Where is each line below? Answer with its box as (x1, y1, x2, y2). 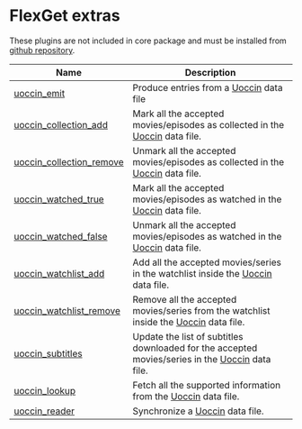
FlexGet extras (9, 5, 120, 26)
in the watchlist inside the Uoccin (132, 267, 272, 279)
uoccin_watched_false (13, 230, 108, 242)
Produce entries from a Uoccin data (132, 81, 283, 94)
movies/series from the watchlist (132, 304, 271, 316)
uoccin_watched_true (13, 193, 105, 205)
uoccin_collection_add (13, 118, 108, 131)
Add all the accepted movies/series (132, 256, 281, 269)
